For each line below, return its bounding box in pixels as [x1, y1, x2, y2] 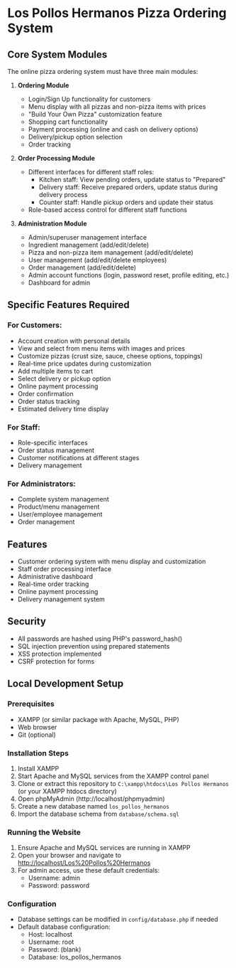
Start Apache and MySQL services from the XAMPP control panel [17, 772, 209, 780]
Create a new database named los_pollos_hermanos [17, 802, 170, 810]
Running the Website [7, 827, 82, 837]
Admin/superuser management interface [28, 233, 147, 241]
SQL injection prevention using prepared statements [17, 642, 170, 650]
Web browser [17, 723, 57, 731]
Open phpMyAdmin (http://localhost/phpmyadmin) [17, 794, 165, 803]
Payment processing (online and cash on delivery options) [28, 125, 198, 133]
